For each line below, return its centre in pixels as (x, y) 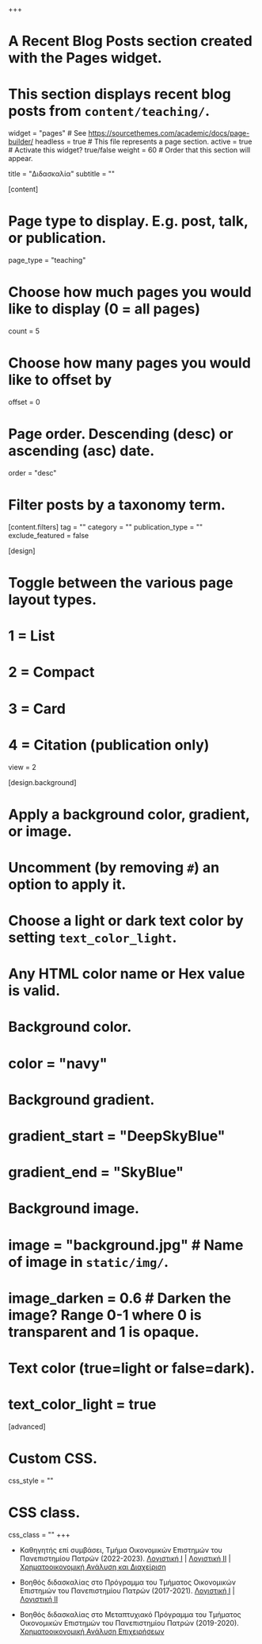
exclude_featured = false (49, 535)
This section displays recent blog (120, 94)
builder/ (21, 142)
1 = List (32, 636)
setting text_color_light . (93, 938)
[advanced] (27, 1426)
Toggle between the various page (121, 583)
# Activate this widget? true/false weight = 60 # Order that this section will (129, 150)
